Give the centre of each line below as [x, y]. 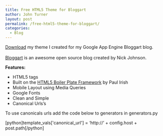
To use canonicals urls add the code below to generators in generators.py [81, 113]
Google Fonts [26, 93]
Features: [16, 67]
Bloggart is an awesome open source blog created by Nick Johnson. [76, 58]
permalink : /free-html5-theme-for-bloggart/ [52, 24]
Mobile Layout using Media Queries [49, 87]
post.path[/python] [25, 128]
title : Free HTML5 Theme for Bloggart [46, 10]
